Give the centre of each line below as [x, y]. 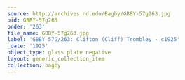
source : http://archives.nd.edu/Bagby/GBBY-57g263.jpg [89, 14]
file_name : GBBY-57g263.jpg [48, 33]
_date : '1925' [28, 46]
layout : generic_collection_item [56, 59]
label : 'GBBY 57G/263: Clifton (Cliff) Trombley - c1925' [94, 40]
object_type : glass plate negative [59, 53]
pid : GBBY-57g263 [33, 20]
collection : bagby [34, 65]
